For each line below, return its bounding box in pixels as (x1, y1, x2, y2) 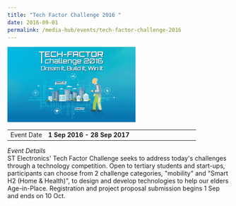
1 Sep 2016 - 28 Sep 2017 (48, 131, 130, 139)
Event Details (7, 146, 46, 155)
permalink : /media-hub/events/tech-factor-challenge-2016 (7, 26, 182, 33)
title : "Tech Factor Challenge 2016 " (7, 11, 122, 18)
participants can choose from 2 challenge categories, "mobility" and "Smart (7, 168, 228, 177)
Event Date (10, 131, 42, 139)
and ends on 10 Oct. (7, 191, 66, 200)
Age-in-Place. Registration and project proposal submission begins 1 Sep (7, 184, 220, 193)
